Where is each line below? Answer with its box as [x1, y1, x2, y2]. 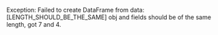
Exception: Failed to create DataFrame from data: [6, 6, 145, 14]
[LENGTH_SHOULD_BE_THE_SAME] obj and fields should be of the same [6, 13, 211, 21]
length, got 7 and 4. [6, 21, 62, 28]
